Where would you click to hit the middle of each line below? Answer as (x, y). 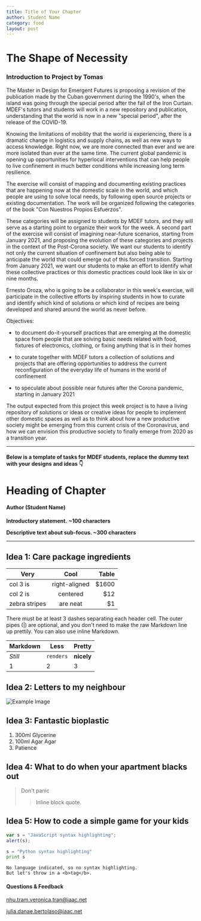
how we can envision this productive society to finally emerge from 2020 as (100, 431)
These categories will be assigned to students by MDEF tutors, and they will (100, 221)
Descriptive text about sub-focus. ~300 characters (71, 532)
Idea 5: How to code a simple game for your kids (98, 821)
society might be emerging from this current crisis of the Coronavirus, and (98, 425)
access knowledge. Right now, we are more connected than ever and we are (100, 146)
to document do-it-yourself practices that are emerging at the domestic (103, 332)
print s (16, 857)
